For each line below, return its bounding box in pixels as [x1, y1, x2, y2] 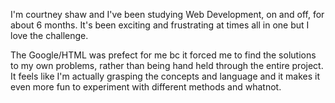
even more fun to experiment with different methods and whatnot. [10, 81, 282, 93]
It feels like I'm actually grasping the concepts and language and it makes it [10, 70, 321, 82]
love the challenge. [10, 30, 89, 41]
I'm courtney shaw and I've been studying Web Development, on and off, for [10, 9, 325, 20]
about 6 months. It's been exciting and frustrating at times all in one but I [10, 19, 310, 31]
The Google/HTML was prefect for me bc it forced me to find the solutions [10, 49, 317, 61]
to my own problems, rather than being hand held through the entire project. [10, 60, 324, 71]
